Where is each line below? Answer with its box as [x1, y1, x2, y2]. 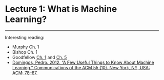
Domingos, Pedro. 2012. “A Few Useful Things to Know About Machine [12, 60, 155, 65]
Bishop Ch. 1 [12, 49, 38, 55]
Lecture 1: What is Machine [5, 3, 117, 15]
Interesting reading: [5, 34, 45, 40]
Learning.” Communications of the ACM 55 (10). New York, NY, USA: [12, 64, 150, 70]
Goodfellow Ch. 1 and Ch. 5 [12, 54, 67, 60]
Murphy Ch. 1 [12, 44, 39, 50]
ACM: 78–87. [12, 70, 38, 76]
